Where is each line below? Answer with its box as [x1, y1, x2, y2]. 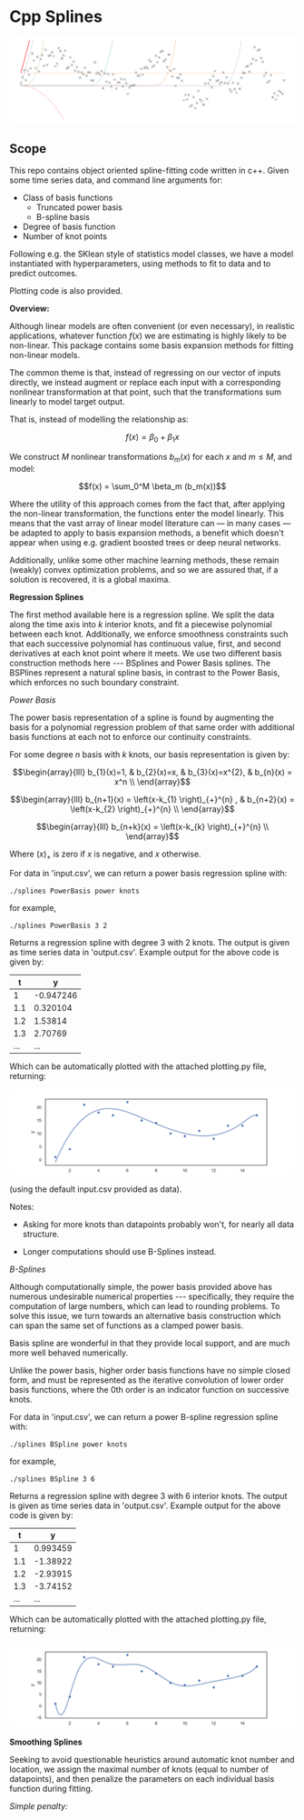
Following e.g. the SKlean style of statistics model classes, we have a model [9, 248, 294, 259]
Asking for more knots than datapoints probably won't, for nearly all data [22, 1218, 295, 1229]
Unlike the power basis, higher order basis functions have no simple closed [9, 1365, 290, 1375]
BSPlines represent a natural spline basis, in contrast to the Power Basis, [9, 666, 280, 678]
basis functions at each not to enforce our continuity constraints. [9, 731, 252, 742]
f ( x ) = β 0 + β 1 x [125, 431, 180, 445]
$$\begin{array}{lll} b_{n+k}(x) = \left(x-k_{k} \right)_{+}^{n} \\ [35, 821, 270, 832]
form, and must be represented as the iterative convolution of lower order [9, 1375, 284, 1385]
